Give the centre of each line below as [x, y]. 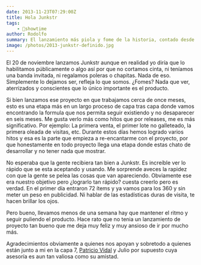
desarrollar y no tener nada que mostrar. [56, 151]
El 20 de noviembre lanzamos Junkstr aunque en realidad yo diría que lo [95, 62]
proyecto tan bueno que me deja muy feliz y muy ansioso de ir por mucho [97, 225]
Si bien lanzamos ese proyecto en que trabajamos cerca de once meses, [96, 99]
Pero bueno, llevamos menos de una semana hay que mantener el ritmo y [97, 213]
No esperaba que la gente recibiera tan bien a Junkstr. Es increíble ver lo [96, 163]
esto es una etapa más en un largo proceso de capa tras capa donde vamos [100, 106]
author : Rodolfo [26, 34]
